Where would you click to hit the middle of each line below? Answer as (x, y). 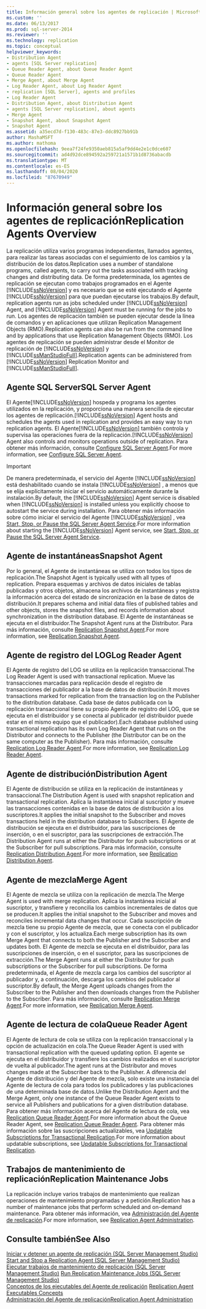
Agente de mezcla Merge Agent (67, 880)
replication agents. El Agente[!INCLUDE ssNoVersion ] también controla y (97, 428)
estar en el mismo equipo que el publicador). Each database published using (102, 722)
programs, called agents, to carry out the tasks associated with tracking (97, 270)
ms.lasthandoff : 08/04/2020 (42, 172)
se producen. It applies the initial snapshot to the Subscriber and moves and (102, 914)
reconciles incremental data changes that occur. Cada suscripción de (94, 920)
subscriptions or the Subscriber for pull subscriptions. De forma (87, 966)
